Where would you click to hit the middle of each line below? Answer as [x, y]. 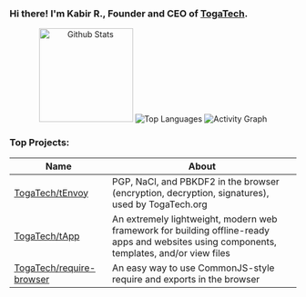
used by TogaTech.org [160, 204]
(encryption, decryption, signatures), [191, 193]
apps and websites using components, [195, 242]
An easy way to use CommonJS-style [194, 268]
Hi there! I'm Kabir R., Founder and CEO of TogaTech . [129, 14]
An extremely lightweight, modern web [195, 219]
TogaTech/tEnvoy [51, 193]
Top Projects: [40, 143]
